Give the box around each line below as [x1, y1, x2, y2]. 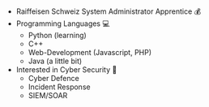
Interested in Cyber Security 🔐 [15, 65, 117, 75]
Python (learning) [28, 31, 87, 40]
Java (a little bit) [28, 56, 83, 66]
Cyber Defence [28, 74, 79, 83]
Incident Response [28, 82, 91, 92]
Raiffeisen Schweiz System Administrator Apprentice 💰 [15, 6, 201, 16]
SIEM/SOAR [28, 91, 68, 100]
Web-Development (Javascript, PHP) [28, 48, 152, 57]
